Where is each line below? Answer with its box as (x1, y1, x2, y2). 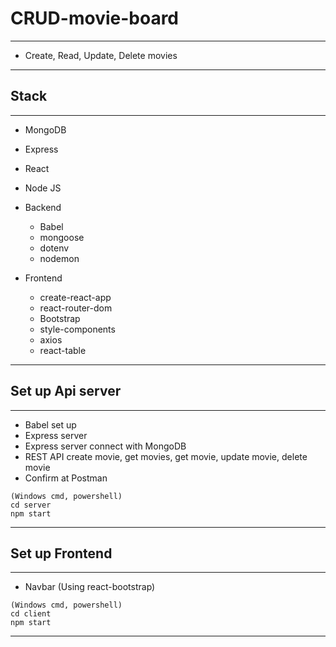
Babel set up (24, 418, 77, 431)
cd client (10, 609, 52, 619)
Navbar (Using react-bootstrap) (24, 581, 156, 593)
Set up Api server (10, 383, 122, 400)
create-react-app (39, 291, 112, 303)
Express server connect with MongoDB (24, 440, 187, 452)
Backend (24, 201, 62, 213)
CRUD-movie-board (10, 7, 180, 30)
